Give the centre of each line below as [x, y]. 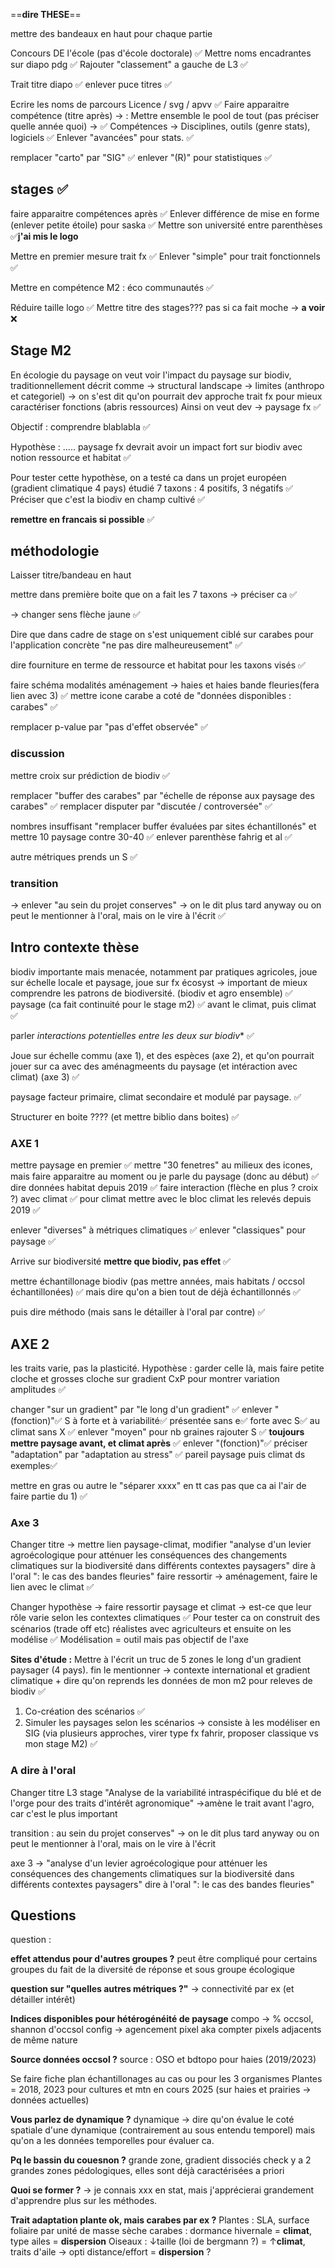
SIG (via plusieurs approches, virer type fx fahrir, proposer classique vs [171, 1733]
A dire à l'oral [43, 1771]
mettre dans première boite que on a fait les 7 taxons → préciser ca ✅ [154, 595]
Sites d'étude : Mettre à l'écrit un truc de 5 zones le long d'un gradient [156, 1660]
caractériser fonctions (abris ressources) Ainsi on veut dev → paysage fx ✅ [166, 406]
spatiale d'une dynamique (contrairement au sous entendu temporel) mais [163, 2130]
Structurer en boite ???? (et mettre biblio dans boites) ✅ [125, 1116]
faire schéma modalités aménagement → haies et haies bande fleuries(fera [165, 685]
